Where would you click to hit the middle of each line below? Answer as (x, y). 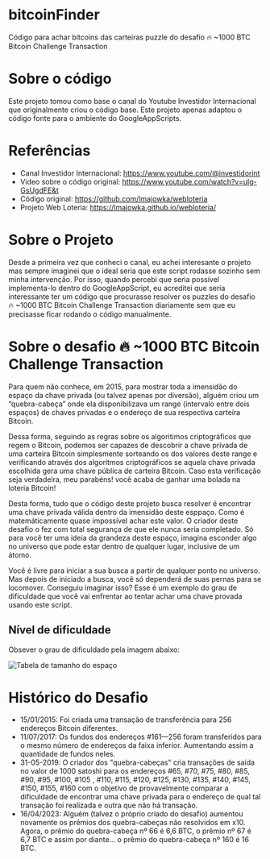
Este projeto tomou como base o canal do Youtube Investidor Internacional (132, 101)
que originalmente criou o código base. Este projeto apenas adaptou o (125, 110)
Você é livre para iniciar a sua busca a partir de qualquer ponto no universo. (134, 571)
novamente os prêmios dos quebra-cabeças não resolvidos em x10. (133, 823)
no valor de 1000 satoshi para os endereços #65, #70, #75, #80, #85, (135, 771)
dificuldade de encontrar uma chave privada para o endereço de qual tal (140, 797)
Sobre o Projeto (61, 240)
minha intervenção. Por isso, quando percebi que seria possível (114, 279)
